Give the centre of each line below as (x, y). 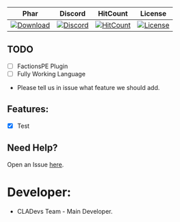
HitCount (113, 13)
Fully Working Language (51, 74)
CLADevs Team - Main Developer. (65, 211)
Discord (73, 13)
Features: (28, 109)
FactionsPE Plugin (42, 66)
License (153, 13)
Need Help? (33, 148)
